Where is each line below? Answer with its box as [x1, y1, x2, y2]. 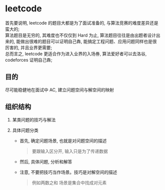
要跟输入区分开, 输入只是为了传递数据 [32, 148, 108, 154]
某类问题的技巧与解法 [12, 116, 56, 122]
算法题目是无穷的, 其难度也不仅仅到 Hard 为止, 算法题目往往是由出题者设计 [5, 32, 156, 38]
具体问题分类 [12, 127, 38, 133]
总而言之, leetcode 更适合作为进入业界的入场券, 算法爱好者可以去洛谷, [5, 50, 147, 57]
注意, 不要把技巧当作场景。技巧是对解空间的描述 [19, 169, 117, 175]
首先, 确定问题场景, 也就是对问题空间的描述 [19, 138, 107, 144]
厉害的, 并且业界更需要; [5, 44, 53, 50]
